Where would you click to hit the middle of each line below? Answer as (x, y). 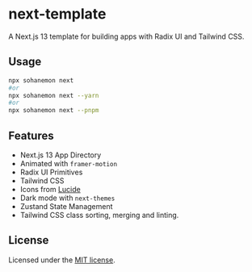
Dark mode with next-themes (67, 198)
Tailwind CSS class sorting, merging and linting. (99, 215)
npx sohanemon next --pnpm (54, 111)
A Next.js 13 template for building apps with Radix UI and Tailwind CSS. (126, 36)
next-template (57, 14)
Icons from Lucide (50, 189)
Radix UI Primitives (51, 172)
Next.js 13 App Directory (61, 155)
